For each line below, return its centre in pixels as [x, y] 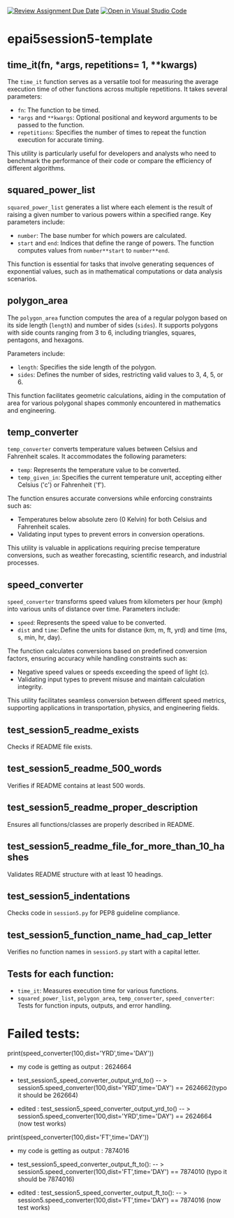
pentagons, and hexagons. [46, 340]
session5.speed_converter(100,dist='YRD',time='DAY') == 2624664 [115, 1116]
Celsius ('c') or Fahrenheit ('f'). [61, 485]
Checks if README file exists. [50, 747]
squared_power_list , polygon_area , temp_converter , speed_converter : [116, 998]
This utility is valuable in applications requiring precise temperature [104, 548]
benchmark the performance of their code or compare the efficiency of [110, 161]
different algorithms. [37, 168]
